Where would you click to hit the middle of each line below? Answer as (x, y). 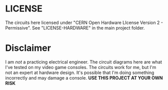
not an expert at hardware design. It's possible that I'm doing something (80, 72)
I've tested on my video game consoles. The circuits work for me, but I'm (81, 67)
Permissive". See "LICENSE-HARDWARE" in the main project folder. (75, 27)
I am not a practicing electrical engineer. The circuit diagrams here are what (84, 62)
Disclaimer (28, 48)
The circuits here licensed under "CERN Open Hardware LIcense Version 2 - (84, 22)
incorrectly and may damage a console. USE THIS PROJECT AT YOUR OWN (84, 77)
